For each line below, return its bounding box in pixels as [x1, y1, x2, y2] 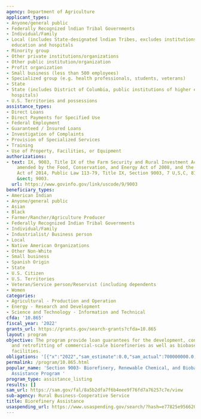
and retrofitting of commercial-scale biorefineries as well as [11, 342, 175, 349]
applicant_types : [6, 14, 50, 20]
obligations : [6, 354, 39, 360]
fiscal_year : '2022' [6, 320, 58, 326]
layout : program [6, 332, 47, 338]
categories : [6, 293, 36, 299]
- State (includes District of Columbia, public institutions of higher [6, 87, 191, 93]
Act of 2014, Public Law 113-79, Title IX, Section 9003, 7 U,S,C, [17, 170, 188, 177]
